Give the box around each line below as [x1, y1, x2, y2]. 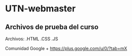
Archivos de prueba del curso [5, 23, 99, 31]
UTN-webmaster [5, 3, 76, 14]
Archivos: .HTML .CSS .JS [5, 36, 59, 42]
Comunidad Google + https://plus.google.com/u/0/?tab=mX [5, 46, 128, 51]
